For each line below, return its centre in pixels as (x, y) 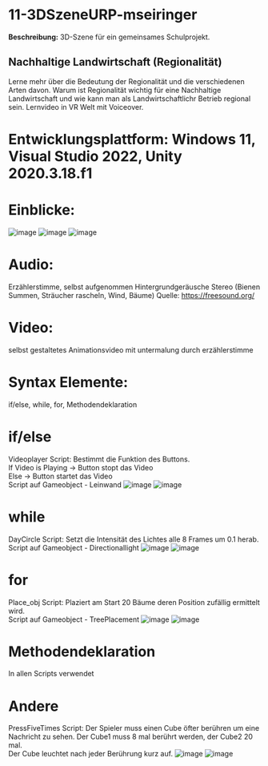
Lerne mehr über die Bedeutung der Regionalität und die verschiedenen (127, 81)
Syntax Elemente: (68, 382)
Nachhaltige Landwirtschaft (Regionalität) (115, 62)
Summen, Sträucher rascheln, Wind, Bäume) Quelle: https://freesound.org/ (132, 295)
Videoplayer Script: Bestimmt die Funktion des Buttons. (99, 459)
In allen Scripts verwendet (51, 674)
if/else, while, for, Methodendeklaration (73, 404)
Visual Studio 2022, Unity (95, 156)
